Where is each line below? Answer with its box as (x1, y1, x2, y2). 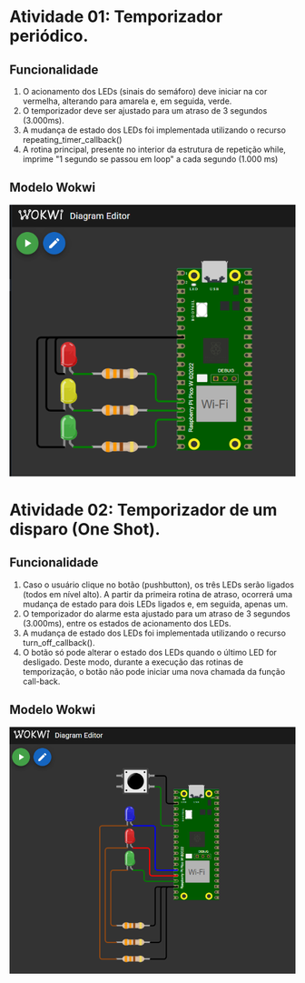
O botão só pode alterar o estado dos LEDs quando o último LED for (22, 647, 277, 657)
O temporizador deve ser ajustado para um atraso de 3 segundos (22, 105, 268, 115)
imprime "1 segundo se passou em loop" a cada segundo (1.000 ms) (22, 154, 279, 165)
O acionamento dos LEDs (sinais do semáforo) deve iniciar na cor (22, 86, 268, 96)
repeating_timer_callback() (22, 135, 123, 145)
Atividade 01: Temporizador (9, 6, 223, 27)
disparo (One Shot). (9, 519, 161, 539)
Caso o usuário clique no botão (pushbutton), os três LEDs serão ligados (22, 579, 295, 590)
